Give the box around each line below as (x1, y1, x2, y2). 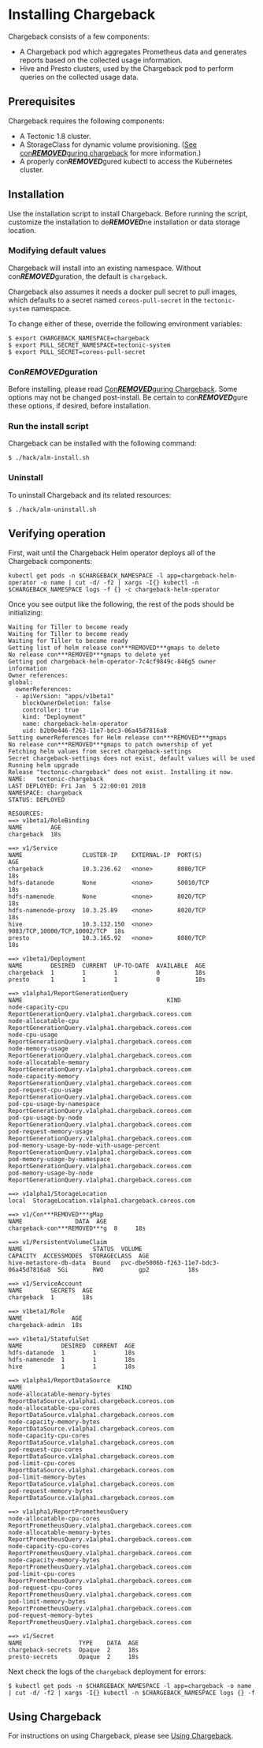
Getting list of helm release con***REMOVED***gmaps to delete (8, 644, 220, 652)
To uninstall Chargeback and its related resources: (8, 490, 172, 499)
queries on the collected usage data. (19, 72, 139, 81)
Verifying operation (8, 527, 106, 540)
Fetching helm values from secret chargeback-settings (8, 747, 192, 755)
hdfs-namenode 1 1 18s (8, 1355, 135, 1363)
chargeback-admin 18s (8, 1321, 83, 1329)
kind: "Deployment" (22, 712, 87, 720)
